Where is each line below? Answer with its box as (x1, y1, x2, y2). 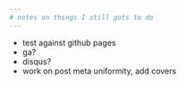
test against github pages (21, 37, 116, 48)
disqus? (21, 56, 52, 66)
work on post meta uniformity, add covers (21, 66, 177, 76)
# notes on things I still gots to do (9, 12, 154, 22)
